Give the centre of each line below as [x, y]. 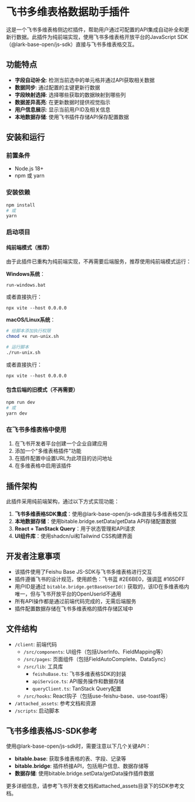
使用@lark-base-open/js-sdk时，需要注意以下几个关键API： [78, 746]
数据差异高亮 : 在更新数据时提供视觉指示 [62, 102]
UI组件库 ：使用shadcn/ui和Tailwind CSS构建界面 [73, 536]
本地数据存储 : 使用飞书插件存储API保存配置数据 [72, 117]
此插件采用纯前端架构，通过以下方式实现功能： [63, 501]
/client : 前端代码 [36, 644]
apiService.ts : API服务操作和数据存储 [78, 681]
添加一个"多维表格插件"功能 [48, 451]
